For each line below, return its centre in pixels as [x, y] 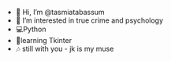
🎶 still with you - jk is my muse [65, 48]
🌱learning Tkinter [44, 40]
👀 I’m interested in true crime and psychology [89, 20]
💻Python [31, 29]
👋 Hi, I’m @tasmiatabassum [60, 12]
